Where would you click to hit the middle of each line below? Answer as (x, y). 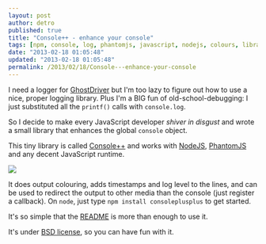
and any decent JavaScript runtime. (66, 154)
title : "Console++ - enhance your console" (81, 38)
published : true (35, 30)
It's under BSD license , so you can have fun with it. (91, 231)
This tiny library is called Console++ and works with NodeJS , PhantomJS (127, 145)
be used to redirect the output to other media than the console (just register (131, 193)
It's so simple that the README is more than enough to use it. (108, 216)
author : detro (32, 23)
